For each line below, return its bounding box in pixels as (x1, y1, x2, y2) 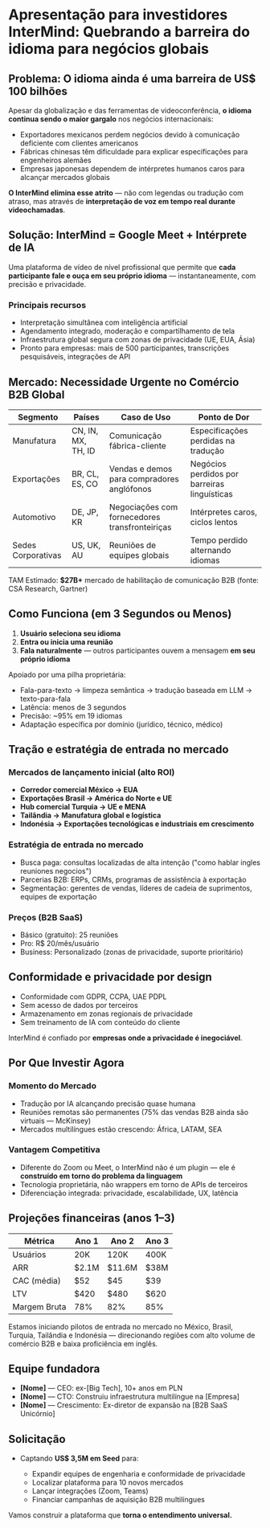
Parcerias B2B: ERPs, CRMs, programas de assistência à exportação (19, 875, 247, 884)
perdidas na (190, 435, 235, 446)
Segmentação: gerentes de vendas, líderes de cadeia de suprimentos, (19, 883, 253, 893)
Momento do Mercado (8, 1080, 96, 1092)
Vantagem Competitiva (8, 1144, 100, 1155)
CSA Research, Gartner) (8, 584, 88, 593)
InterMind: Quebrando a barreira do (8, 23, 251, 41)
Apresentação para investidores (8, 6, 228, 24)
